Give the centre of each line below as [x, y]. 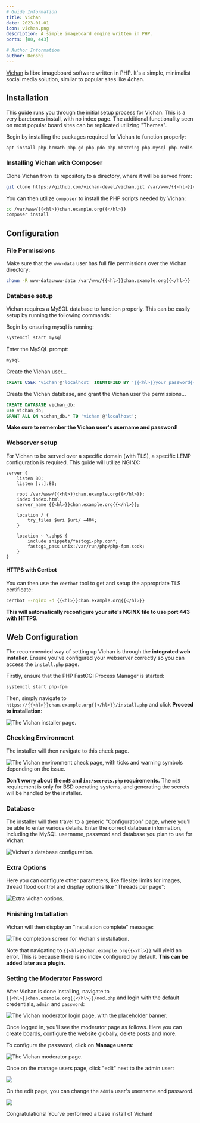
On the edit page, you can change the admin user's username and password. [100, 1091]
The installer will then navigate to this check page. [68, 751]
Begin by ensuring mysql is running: [50, 327]
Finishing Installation [37, 914]
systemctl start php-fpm [37, 687]
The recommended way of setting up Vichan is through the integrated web [98, 651]
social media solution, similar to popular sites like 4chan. [75, 79]
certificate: [19, 590]
